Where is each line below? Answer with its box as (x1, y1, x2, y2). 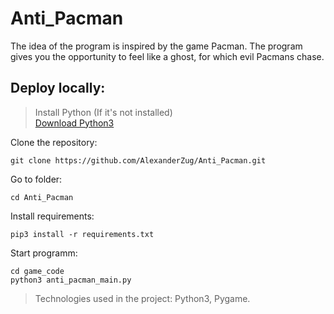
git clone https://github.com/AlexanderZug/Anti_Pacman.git (10, 155, 267, 166)
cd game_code (10, 266, 65, 276)
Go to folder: (10, 173, 63, 185)
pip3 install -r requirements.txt (10, 229, 155, 239)
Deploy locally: (10, 80, 106, 97)
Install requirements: (10, 210, 95, 222)
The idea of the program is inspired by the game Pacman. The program (10, 40, 303, 52)
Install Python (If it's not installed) (34, 106, 173, 118)
